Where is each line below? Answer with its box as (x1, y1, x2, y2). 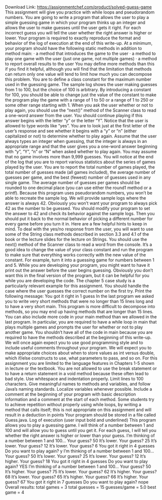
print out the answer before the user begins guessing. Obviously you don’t (5, 267, 153, 273)
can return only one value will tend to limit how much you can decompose (5, 71, 152, 77)
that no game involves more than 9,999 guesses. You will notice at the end (5, 154, 154, 159)
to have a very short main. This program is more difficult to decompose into (5, 304, 156, 309)
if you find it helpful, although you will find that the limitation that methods (5, 66, 152, 72)
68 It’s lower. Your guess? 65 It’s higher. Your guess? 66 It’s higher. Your (5, 474, 148, 480)
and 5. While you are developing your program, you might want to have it (5, 262, 150, 268)
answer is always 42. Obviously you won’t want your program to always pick (5, 200, 158, 206)
